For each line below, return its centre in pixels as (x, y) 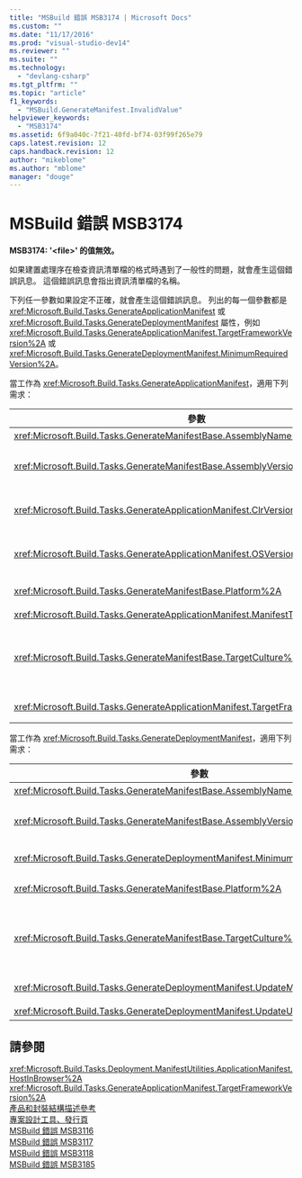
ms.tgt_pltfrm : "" (44, 85)
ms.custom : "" (36, 26)
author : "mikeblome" (48, 160)
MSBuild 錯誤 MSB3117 (52, 1142)
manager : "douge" (42, 176)
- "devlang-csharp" (54, 76)
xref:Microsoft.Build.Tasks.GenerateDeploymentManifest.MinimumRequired (149, 354)
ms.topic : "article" (48, 93)
